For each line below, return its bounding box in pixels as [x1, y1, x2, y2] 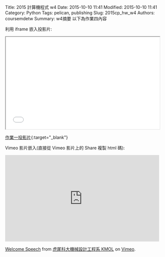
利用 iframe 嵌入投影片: [5, 26, 53, 32]
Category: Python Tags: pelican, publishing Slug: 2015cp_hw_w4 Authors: [5, 10, 155, 16]
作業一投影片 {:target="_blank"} [5, 134, 68, 140]
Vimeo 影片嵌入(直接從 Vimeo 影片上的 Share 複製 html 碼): [5, 145, 125, 151]
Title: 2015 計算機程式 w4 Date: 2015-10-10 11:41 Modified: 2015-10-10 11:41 [5, 4, 158, 10]
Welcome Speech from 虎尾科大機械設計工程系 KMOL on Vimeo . [5, 246, 136, 252]
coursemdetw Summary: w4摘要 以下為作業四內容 [5, 16, 107, 21]
